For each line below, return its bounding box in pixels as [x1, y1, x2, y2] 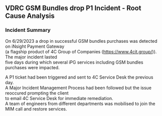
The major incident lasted [5, 54, 57, 60]
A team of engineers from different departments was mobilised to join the [5, 101, 156, 107]
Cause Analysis [5, 12, 55, 20]
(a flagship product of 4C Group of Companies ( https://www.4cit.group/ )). [5, 48, 157, 54]
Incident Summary [5, 27, 51, 34]
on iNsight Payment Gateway [5, 43, 65, 49]
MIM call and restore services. [5, 106, 67, 112]
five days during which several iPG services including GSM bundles [5, 59, 144, 65]
